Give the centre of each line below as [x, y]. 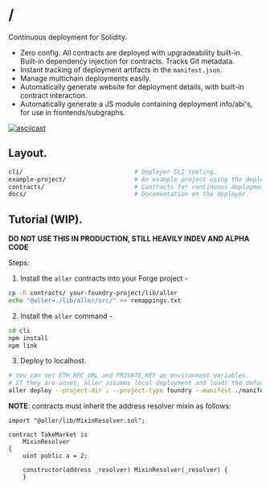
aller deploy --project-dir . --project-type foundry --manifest [120, 391]
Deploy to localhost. [53, 361]
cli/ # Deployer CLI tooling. [113, 172]
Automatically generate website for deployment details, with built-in [132, 87]
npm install [28, 338]
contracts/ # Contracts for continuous [118, 187]
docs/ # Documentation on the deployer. [129, 195]
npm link [23, 346]
